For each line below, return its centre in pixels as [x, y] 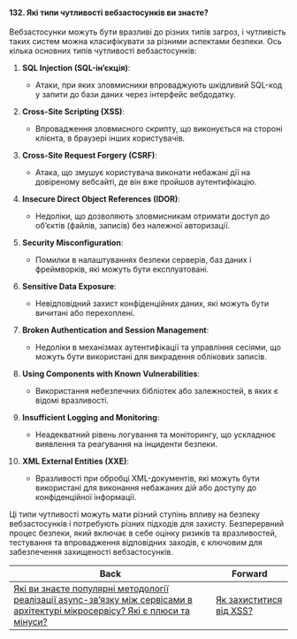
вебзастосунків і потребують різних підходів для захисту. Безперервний [147, 524]
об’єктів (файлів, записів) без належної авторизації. [133, 226]
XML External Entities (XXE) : [76, 461]
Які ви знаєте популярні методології [91, 589]
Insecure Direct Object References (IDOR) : [101, 199]
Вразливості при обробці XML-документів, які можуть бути [148, 479]
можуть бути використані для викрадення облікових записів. [151, 357]
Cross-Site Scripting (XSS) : [73, 112]
